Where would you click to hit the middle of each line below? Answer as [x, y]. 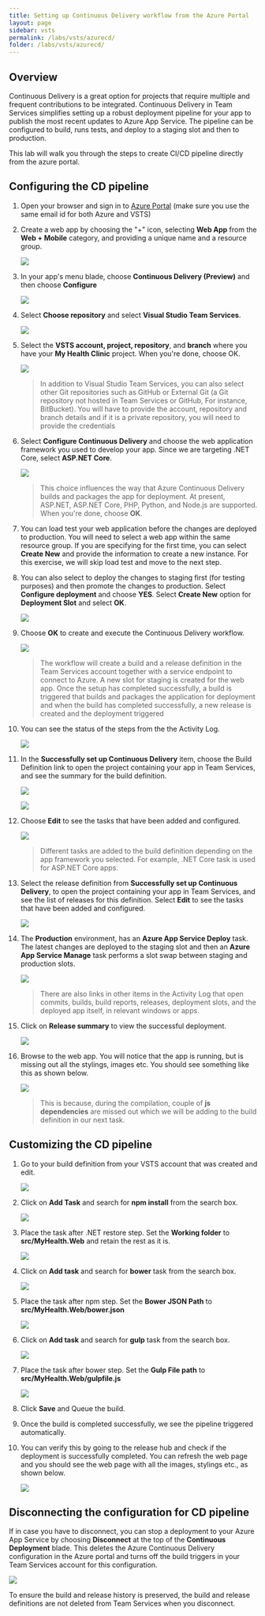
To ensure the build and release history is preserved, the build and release [130, 1595]
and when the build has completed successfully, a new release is [146, 705]
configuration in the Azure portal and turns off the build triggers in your [124, 1557]
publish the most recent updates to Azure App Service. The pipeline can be [131, 121]
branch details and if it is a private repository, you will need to [140, 417]
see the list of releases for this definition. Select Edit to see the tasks [132, 899]
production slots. [48, 963]
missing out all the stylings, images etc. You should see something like [134, 1064]
